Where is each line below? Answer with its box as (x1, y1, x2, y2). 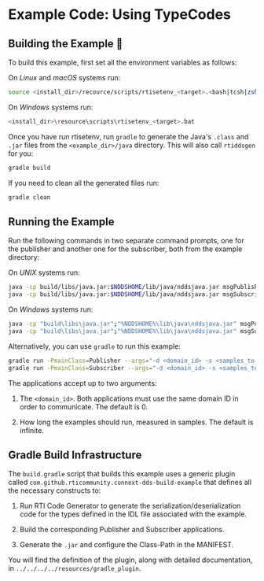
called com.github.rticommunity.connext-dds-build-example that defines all (8, 478, 252, 487)
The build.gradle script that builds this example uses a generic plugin (8, 469, 236, 479)
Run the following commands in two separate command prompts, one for (8, 236, 245, 246)
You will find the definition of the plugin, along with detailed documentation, (8, 555, 253, 564)
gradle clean (8, 193, 51, 202)
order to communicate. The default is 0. (19, 402, 148, 411)
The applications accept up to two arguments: (8, 378, 157, 387)
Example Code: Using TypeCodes (8, 6, 232, 24)
